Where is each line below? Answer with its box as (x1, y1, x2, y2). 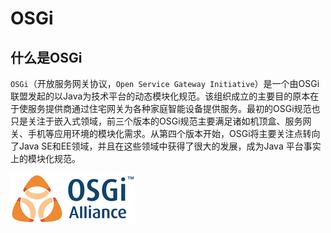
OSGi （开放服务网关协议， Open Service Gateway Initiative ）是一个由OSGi (10, 78, 320, 89)
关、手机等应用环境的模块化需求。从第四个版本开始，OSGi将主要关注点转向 (10, 128, 321, 139)
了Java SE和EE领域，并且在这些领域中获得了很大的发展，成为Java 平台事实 (10, 140, 322, 152)
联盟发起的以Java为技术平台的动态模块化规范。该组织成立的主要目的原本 (10, 90, 311, 102)
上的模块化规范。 (10, 153, 81, 164)
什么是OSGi (10, 49, 83, 66)
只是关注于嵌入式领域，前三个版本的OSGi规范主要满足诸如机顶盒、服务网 (10, 115, 312, 127)
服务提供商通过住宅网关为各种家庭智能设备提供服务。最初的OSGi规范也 (27, 103, 321, 114)
